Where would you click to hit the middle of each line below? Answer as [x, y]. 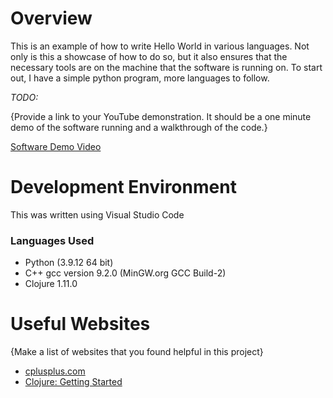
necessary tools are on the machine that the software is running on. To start [166, 67]
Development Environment [123, 187]
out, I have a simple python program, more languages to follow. [140, 78]
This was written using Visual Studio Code [97, 214]
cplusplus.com [55, 371]
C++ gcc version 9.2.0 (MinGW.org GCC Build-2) [125, 273]
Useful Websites [80, 324]
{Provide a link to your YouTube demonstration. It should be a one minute [161, 116]
